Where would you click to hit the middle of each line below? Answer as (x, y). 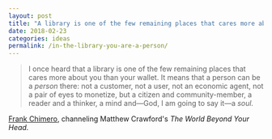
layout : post (30, 16)
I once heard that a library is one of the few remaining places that (137, 69)
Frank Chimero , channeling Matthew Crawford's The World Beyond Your (129, 119)
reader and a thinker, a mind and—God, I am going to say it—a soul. (140, 103)
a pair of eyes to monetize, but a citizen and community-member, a (140, 95)
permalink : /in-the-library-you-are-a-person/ (88, 46)
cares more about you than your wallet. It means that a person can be (144, 78)
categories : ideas (39, 38)
